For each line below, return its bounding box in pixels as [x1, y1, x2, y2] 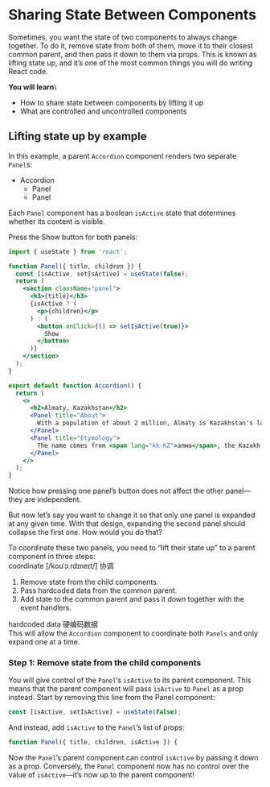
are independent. [24, 495, 82, 504]
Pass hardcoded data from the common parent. [19, 586, 178, 595]
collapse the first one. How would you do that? [8, 528, 162, 537]
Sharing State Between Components [8, 6, 257, 24]
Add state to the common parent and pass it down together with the [19, 594, 245, 604]
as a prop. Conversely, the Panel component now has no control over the [8, 761, 250, 771]
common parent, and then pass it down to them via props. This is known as [8, 49, 257, 59]
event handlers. [19, 603, 72, 613]
